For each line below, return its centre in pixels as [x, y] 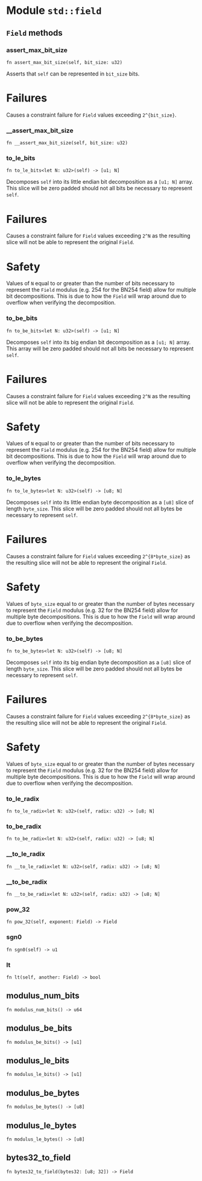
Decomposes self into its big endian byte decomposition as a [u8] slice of [99, 662]
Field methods [35, 33]
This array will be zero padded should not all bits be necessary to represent [100, 349]
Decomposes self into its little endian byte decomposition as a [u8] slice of [100, 502]
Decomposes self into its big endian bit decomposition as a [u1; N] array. [99, 342]
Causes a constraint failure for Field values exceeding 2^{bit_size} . [91, 115]
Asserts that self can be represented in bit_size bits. [73, 74]
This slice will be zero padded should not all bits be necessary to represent [99, 188]
